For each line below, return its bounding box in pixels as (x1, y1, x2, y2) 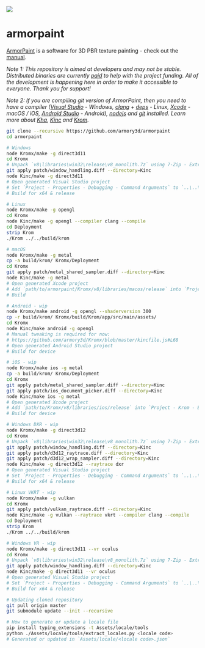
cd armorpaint (6, 133, 43, 140)
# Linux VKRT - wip (6, 489, 56, 495)
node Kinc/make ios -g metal (6, 393, 81, 400)
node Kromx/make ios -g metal (6, 365, 84, 371)
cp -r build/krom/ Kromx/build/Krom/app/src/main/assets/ (6, 314, 157, 320)
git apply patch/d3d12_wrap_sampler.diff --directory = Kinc (6, 455, 160, 462)
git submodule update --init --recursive (6, 608, 113, 614)
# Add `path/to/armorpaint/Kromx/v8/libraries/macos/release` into (6, 286, 182, 292)
